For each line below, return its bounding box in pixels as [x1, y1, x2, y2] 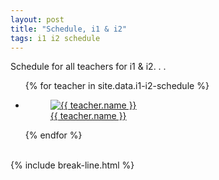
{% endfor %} [24, 129, 83, 141]
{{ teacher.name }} [49, 110, 127, 122]
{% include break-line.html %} [10, 159, 135, 171]
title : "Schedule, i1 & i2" [10, 24, 128, 34]
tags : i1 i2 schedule [10, 33, 101, 43]
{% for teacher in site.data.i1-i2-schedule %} [24, 80, 210, 92]
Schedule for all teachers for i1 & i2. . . [10, 61, 167, 73]
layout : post [10, 14, 65, 25]
